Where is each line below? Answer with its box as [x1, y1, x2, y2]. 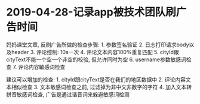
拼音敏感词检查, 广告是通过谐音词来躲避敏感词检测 [6, 90, 130, 98]
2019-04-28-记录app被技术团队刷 [6, 5, 176, 19]
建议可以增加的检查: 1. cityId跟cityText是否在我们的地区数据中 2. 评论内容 [6, 75, 186, 83]
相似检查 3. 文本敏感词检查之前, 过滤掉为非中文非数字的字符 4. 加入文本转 [11, 83, 192, 90]
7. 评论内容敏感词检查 [13, 63, 66, 70]
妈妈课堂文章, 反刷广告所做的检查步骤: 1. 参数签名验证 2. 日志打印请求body [6, 41, 189, 48]
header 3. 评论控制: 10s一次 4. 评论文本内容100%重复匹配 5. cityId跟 [11, 48, 179, 55]
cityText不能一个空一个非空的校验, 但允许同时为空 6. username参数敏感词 [6, 56, 186, 63]
